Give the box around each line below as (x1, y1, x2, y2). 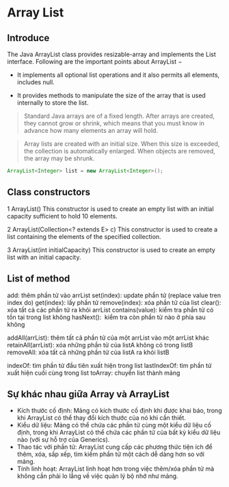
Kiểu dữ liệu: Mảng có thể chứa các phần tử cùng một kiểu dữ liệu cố (16, 421, 212, 429)
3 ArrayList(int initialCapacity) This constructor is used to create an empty (7, 245, 215, 254)
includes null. (16, 78, 55, 86)
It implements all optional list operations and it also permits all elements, (16, 71, 220, 79)
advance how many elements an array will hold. (23, 127, 159, 134)
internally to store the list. (16, 99, 89, 107)
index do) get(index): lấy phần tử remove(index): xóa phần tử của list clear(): (7, 298, 221, 306)
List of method (7, 273, 70, 285)
